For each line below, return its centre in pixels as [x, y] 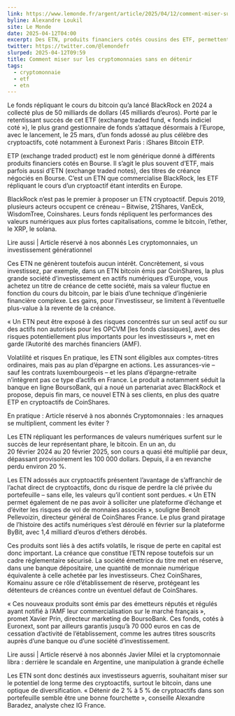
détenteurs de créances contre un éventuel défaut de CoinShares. [102, 590]
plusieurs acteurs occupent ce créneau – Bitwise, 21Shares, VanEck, [106, 206]
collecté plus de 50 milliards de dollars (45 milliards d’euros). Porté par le [113, 113]
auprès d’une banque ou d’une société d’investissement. [88, 641]
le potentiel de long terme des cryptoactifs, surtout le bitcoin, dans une [109, 683]
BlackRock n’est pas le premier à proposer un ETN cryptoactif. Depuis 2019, [116, 199]
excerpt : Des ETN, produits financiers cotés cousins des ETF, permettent [119, 40]
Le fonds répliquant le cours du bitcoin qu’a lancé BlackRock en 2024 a [110, 105]
